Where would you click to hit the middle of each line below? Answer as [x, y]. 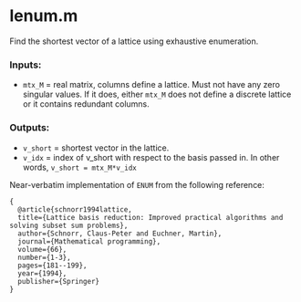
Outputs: [30, 128]
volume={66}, [42, 249]
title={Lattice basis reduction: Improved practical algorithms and [150, 217]
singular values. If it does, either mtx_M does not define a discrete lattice [157, 94]
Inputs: [26, 65]
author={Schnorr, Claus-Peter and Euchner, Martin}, [120, 234]
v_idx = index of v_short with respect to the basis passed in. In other [151, 157]
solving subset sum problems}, [69, 225]
